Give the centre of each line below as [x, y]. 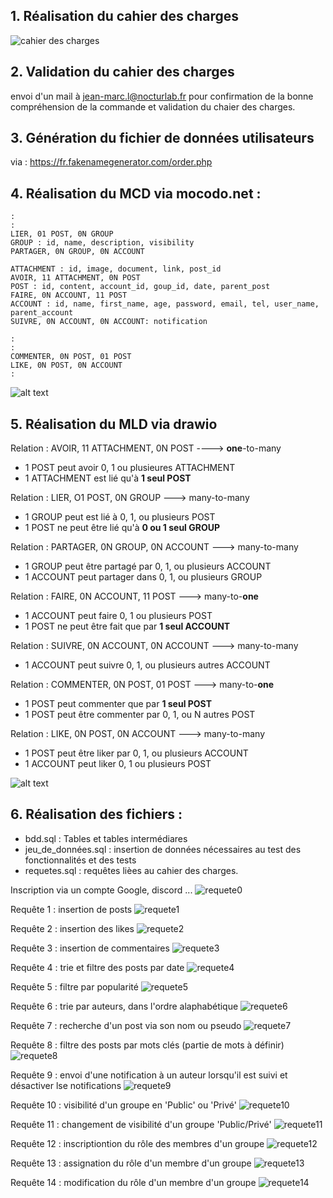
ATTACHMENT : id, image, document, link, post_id [116, 269]
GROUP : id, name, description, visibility [102, 243]
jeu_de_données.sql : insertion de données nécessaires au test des [163, 849]
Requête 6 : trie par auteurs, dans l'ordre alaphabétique [124, 1006]
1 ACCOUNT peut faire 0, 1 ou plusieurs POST [118, 616]
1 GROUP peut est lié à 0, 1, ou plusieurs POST [120, 517]
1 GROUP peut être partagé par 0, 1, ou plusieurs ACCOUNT [148, 566]
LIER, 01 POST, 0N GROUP [62, 234]
